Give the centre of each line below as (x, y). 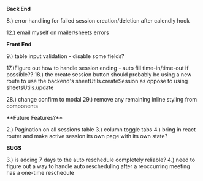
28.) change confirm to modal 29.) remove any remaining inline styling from (102, 99)
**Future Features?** (35, 118)
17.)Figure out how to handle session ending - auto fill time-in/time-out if (98, 68)
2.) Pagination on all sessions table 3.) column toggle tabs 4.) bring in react (101, 130)
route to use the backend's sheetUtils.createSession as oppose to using (97, 81)
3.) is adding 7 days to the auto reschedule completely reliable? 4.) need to (101, 160)
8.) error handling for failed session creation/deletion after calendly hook (98, 20)
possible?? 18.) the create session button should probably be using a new (99, 75)
